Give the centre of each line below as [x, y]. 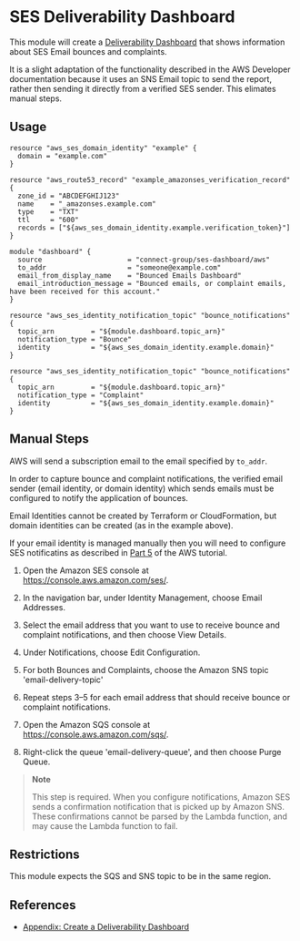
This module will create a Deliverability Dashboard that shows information [147, 42]
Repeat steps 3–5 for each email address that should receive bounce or [156, 697]
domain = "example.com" [62, 156]
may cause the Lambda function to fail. [105, 825]
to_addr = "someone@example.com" [120, 267]
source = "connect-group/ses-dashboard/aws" [144, 260]
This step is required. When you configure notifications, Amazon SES [161, 797]
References [43, 905]
